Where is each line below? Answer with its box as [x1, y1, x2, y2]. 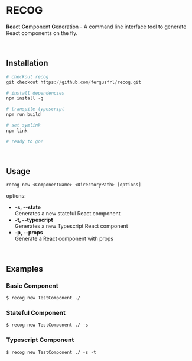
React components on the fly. [6, 29, 78, 36]
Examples [6, 264, 43, 274]
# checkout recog [6, 73, 49, 80]
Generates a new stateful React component [14, 210, 121, 217]
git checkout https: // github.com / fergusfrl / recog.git [6, 79, 142, 85]
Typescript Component [6, 336, 74, 344]
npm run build [6, 112, 41, 118]
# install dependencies [6, 90, 65, 96]
